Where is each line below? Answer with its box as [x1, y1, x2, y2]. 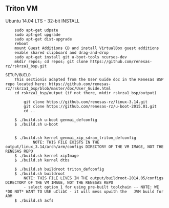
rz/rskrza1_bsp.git [5, 64, 47, 69]
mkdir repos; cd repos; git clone [14, 59, 88, 64]
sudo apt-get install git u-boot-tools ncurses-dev [14, 54, 127, 59]
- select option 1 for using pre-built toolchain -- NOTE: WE [24, 184, 159, 190]
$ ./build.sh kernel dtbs [14, 157, 70, 163]
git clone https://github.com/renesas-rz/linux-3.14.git [24, 99, 147, 105]
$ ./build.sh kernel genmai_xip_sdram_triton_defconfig [14, 135, 137, 140]
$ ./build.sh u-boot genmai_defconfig [14, 117, 97, 122]
